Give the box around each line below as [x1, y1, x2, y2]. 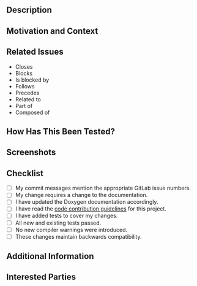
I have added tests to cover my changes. [15, 212, 118, 220]
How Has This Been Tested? [6, 126, 115, 137]
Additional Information [6, 251, 94, 261]
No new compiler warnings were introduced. [15, 226, 128, 233]
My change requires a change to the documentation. [15, 191, 148, 199]
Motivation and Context [6, 26, 98, 36]
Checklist [6, 168, 44, 179]
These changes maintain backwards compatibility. [15, 233, 142, 240]
